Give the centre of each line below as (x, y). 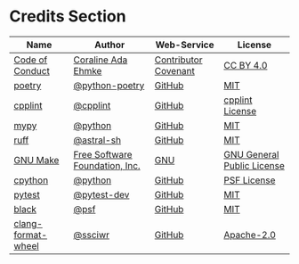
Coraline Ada (101, 60)
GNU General (251, 154)
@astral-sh (97, 140)
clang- (28, 223)
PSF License (250, 180)
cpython (31, 180)
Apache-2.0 (250, 235)
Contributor (178, 60)
